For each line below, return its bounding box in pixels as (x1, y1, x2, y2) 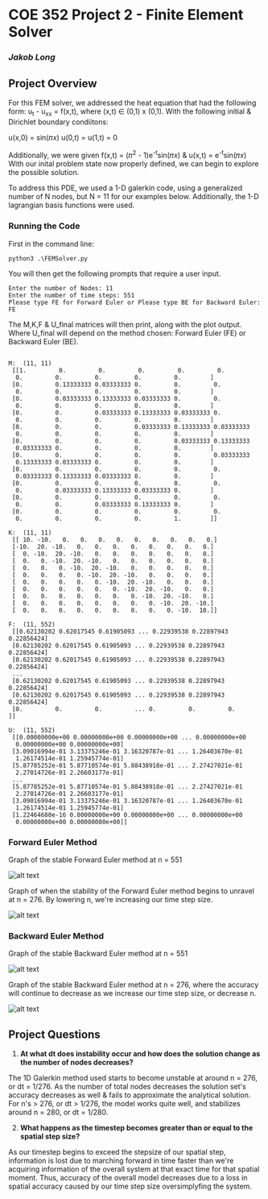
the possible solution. (8, 168, 80, 177)
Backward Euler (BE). (8, 336, 79, 346)
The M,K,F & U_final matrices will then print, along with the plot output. (8, 319, 242, 329)
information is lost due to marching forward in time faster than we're (8, 1155, 234, 1166)
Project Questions (8, 1027, 101, 1041)
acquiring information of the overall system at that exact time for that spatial (8, 1164, 260, 1174)
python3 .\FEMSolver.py (8, 254, 89, 263)
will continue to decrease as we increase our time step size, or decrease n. (8, 989, 257, 998)
